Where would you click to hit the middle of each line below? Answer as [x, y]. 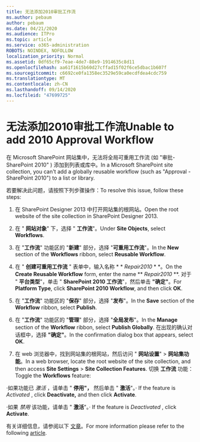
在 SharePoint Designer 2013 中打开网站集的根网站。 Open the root [97, 209]
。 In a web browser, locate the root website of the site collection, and [105, 361]
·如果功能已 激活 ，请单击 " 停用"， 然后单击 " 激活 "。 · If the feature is [91, 387]
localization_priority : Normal [45, 56]
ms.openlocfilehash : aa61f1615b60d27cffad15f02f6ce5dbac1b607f [87, 67]
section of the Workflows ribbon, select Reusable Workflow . [90, 254]
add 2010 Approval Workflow [80, 140]
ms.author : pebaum [29, 17]
